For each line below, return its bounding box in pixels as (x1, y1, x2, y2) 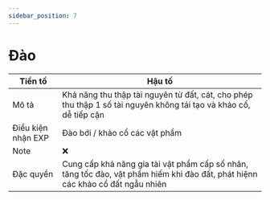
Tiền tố (19, 76, 47, 87)
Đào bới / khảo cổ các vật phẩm (61, 127, 182, 138)
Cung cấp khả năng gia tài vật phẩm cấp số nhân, (61, 158, 249, 169)
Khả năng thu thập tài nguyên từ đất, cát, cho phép (61, 89, 253, 100)
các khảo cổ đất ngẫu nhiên (61, 178, 167, 190)
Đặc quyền (12, 168, 54, 179)
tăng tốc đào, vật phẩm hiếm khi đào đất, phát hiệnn (61, 168, 258, 179)
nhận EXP (12, 132, 50, 143)
